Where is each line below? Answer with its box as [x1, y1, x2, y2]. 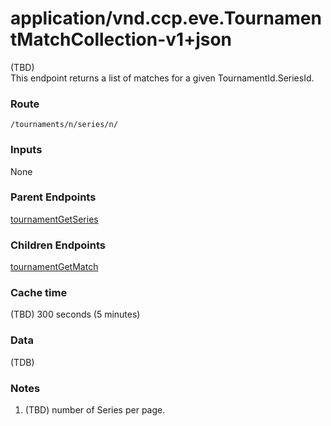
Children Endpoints [10, 238, 106, 252]
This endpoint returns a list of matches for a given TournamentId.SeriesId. [10, 72, 315, 84]
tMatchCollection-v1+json [10, 28, 233, 51]
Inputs [10, 143, 43, 157]
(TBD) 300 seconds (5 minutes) [10, 308, 141, 321]
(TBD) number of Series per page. [24, 404, 166, 416]
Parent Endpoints [10, 190, 97, 204]
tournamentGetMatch [10, 261, 99, 273]
